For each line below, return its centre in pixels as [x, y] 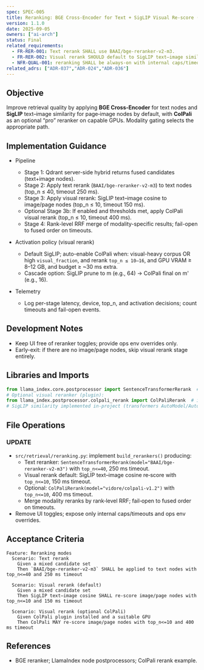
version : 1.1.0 [25, 23]
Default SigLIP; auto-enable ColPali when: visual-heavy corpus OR [107, 254]
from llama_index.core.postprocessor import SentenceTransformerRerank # [103, 389]
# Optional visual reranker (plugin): [55, 395]
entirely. [25, 356]
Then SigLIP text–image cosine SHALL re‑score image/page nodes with [107, 595]
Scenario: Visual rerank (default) [57, 585]
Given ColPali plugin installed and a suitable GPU [84, 617]
